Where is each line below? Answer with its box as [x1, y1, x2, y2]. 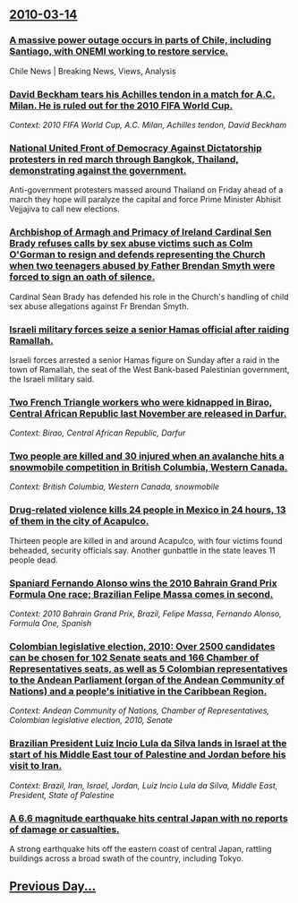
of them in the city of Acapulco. [9, 515, 149, 528]
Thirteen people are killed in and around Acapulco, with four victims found [9, 535, 284, 546]
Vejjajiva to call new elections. [9, 203, 120, 214]
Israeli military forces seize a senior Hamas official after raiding [9, 322, 290, 335]
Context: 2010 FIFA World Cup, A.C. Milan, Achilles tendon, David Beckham [9, 119, 287, 130]
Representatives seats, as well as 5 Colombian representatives [9, 662, 288, 675]
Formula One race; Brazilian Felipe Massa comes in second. [9, 588, 274, 600]
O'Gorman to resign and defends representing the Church [9, 248, 266, 261]
